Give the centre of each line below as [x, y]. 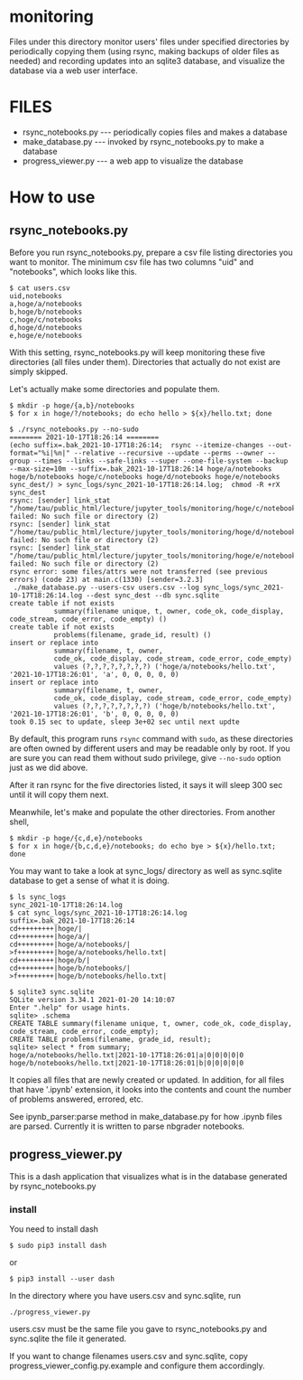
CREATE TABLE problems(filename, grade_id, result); [110, 1039]
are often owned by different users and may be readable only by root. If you [150, 748]
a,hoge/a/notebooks [46, 304]
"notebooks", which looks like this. [73, 271]
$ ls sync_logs [38, 897]
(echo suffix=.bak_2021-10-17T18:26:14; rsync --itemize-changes [137, 445]
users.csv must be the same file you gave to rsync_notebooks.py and [138, 1328]
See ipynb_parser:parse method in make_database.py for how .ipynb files [146, 1116]
